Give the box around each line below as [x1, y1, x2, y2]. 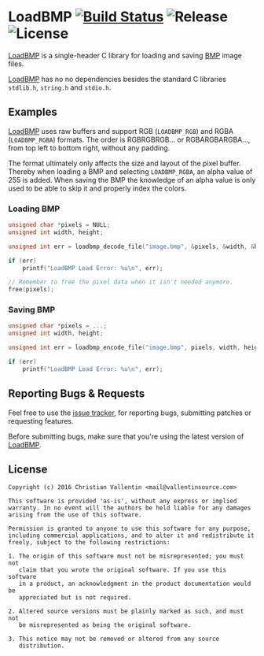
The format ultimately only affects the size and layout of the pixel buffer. [8, 158, 241, 168]
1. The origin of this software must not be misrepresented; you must [8, 552, 244, 561]
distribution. [18, 642, 65, 650]
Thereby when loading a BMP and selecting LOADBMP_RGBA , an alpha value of [8, 166, 253, 176]
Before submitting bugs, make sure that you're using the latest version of [8, 432, 244, 441]
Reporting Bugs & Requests [8, 387, 145, 401]
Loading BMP [8, 203, 60, 214]
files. [8, 59, 24, 69]
